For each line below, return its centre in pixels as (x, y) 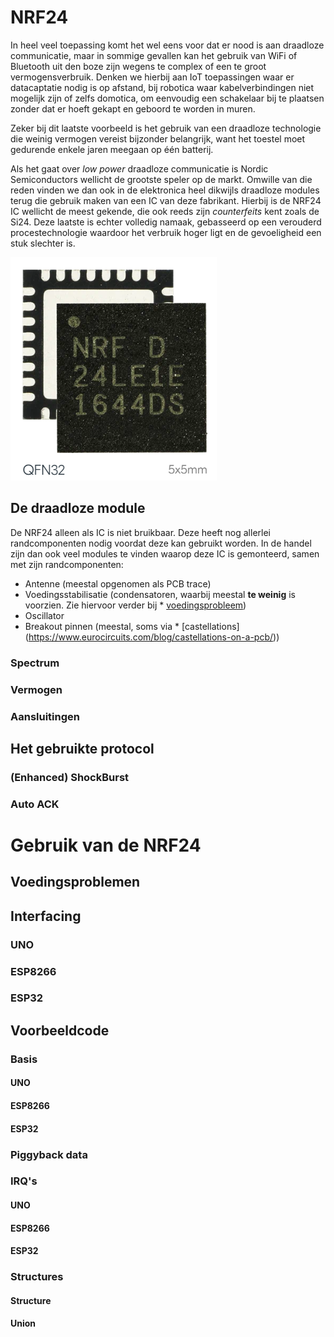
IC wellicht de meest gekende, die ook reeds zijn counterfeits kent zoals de (165, 211)
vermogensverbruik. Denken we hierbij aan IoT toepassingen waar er (152, 77)
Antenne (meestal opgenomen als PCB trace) (118, 583)
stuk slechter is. (43, 243)
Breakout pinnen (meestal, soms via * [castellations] (132, 626)
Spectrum (35, 663)
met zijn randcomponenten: (67, 564)
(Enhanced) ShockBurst (70, 777)
